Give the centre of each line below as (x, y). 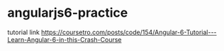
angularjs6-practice (68, 13)
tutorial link (24, 32)
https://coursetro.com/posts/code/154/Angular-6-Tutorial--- (129, 32)
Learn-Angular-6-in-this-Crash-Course (65, 39)
